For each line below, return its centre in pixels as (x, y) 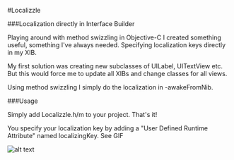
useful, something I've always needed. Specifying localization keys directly (117, 45)
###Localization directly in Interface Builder (71, 24)
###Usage (23, 101)
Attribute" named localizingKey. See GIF (65, 136)
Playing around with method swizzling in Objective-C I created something (114, 37)
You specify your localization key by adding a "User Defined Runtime (108, 128)
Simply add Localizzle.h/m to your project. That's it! (82, 115)
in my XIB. (22, 53)
